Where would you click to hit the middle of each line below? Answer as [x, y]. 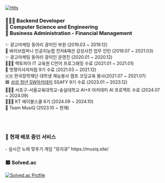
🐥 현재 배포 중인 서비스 [30, 137]
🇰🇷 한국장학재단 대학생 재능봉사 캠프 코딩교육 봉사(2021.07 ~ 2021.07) [75, 76]
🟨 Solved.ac [21, 162]
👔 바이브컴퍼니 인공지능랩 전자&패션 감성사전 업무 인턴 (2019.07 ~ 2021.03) [79, 51]
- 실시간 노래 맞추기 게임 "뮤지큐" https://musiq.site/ [57, 149]
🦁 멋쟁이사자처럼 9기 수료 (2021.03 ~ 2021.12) [51, 69]
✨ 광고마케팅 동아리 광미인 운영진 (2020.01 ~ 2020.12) [59, 57]
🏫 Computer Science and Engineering [52, 26]
